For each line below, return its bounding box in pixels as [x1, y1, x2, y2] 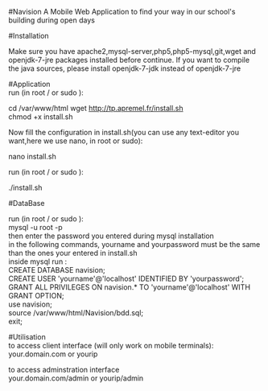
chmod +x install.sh [8, 112, 74, 121]
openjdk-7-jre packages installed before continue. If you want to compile [8, 56, 250, 64]
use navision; [8, 299, 52, 309]
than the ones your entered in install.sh [8, 249, 138, 257]
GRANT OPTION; [8, 291, 64, 300]
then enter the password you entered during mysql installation [8, 231, 215, 241]
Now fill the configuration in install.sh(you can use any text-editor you [8, 128, 240, 137]
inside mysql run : [8, 257, 68, 266]
